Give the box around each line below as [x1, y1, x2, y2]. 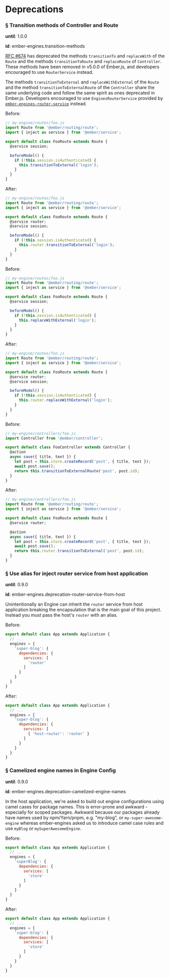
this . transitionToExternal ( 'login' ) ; [18, 162, 99, 167]
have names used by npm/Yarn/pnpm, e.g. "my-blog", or [5, 814, 123, 820]
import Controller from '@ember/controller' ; [5, 436, 103, 441]
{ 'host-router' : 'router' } [27, 731, 90, 736]
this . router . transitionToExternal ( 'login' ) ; [18, 243, 115, 248]
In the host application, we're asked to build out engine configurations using [5, 798, 164, 804]
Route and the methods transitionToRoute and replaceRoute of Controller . [5, 59, 162, 65]
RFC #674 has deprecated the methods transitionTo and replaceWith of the [5, 53, 165, 59]
